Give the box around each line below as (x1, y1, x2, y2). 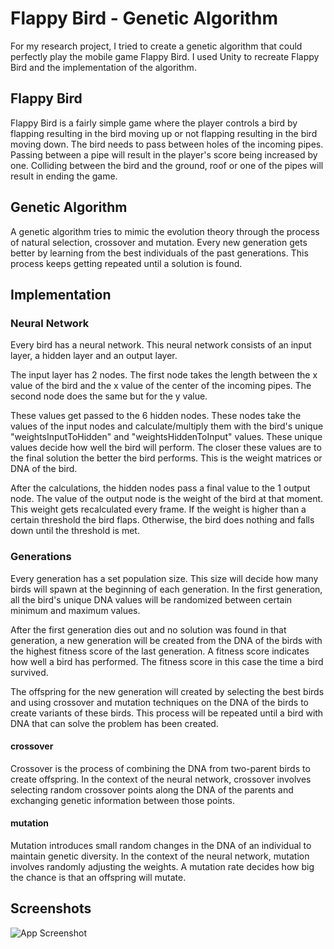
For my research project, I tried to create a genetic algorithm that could (10, 40, 303, 52)
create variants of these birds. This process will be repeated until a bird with (10, 707, 324, 719)
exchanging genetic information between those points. (10, 794, 235, 806)
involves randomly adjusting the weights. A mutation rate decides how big (10, 860, 315, 872)
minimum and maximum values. (10, 604, 141, 616)
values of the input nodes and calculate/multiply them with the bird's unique (10, 420, 324, 432)
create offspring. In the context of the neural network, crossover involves (10, 773, 312, 785)
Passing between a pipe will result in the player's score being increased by (10, 148, 318, 161)
